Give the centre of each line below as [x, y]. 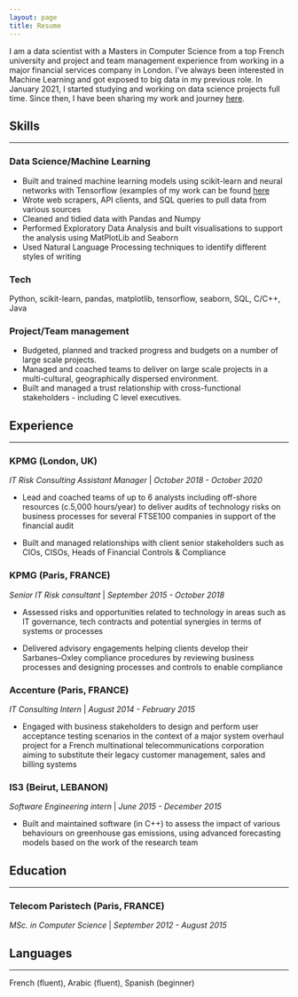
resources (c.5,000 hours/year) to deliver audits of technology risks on [151, 507]
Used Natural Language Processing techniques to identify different [144, 247]
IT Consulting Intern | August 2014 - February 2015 [102, 709]
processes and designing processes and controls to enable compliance [153, 667]
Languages [41, 953]
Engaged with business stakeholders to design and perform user [140, 726]
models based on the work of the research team [110, 843]
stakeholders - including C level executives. [102, 398]
